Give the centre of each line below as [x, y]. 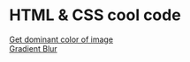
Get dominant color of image [61, 39]
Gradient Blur [33, 48]
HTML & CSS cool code [95, 15]
